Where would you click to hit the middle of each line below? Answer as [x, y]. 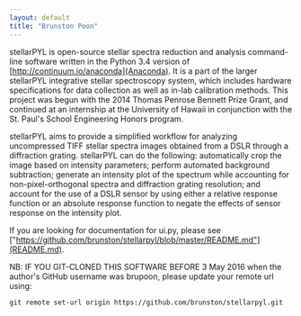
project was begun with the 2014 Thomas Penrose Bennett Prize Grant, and [149, 99]
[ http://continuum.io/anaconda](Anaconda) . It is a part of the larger [133, 71]
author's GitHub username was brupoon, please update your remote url [142, 276]
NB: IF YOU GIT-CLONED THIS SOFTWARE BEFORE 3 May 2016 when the [146, 266]
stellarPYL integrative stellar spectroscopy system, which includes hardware [150, 80]
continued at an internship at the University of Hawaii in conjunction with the [151, 109]
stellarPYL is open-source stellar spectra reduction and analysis [128, 51]
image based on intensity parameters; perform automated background [140, 165]
